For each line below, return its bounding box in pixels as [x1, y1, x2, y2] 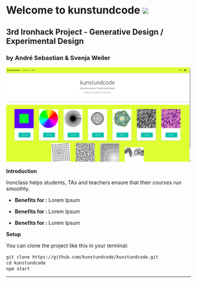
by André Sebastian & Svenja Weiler [6, 53, 110, 62]
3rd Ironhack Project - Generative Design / [6, 27, 164, 37]
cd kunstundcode [6, 260, 46, 266]
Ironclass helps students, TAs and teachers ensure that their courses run [6, 179, 182, 186]
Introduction [6, 168, 37, 175]
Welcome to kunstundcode [6, 4, 141, 17]
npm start [6, 266, 30, 272]
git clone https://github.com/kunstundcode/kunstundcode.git [6, 254, 159, 260]
